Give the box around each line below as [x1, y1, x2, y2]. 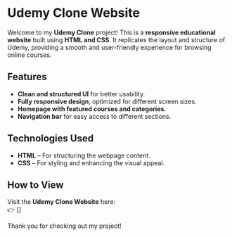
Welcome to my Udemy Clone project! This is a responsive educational [7, 28, 216, 37]
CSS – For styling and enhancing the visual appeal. [17, 158, 165, 167]
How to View [7, 179, 64, 191]
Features [7, 71, 47, 83]
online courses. [7, 51, 52, 59]
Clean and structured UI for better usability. [17, 89, 146, 98]
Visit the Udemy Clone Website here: [7, 198, 116, 206]
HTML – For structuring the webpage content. [17, 151, 151, 160]
